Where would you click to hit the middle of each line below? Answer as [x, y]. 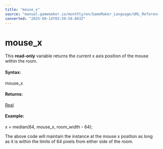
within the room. [21, 61]
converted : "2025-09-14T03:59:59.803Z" [45, 18]
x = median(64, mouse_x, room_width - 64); [49, 127]
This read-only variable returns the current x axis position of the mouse [77, 56]
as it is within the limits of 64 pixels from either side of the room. [69, 141]
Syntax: [13, 72]
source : [13, 14]
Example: [15, 116]
